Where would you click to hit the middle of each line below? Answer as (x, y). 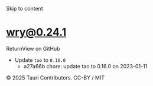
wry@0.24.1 (36, 32)
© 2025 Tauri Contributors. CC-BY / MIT (56, 77)
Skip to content (25, 9)
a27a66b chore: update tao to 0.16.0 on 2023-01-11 (85, 66)
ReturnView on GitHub (33, 48)
